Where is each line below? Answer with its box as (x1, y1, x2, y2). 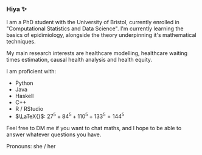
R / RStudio (15, 105, 44, 113)
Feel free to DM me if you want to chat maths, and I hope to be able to (6, 124, 182, 131)
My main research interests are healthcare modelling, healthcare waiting (6, 50, 187, 57)
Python (15, 79, 33, 87)
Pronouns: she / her (6, 142, 56, 150)
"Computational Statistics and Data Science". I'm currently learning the (6, 25, 184, 32)
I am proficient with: (6, 68, 57, 75)
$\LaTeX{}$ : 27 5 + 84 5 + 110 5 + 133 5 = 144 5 (15, 111, 125, 120)
